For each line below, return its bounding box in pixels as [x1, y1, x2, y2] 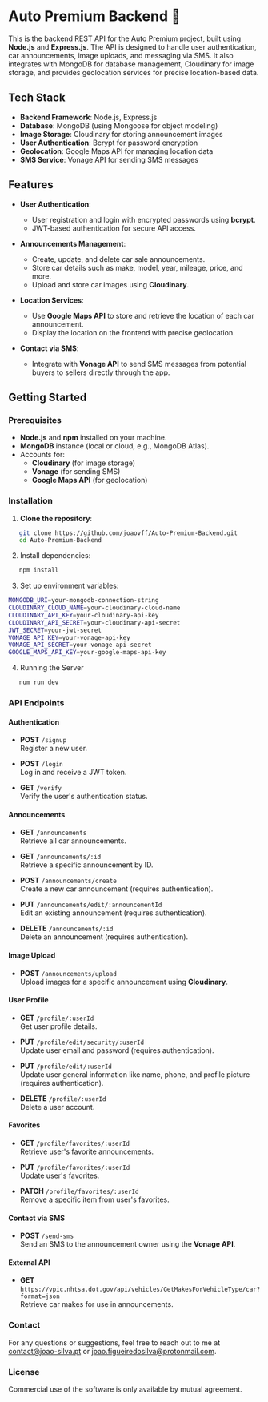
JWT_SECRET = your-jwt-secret [8, 626, 102, 634]
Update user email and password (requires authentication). [19, 1045, 214, 1055]
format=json [19, 1292, 60, 1300]
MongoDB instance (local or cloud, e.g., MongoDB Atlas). [19, 441, 210, 451]
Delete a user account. [19, 1102, 95, 1111]
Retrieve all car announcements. [19, 836, 126, 846]
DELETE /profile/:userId [19, 1093, 106, 1103]
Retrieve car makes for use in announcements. [19, 1300, 174, 1309]
